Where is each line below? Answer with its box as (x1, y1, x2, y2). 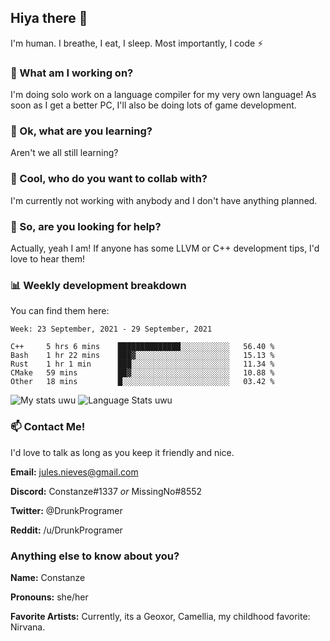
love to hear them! (10, 253, 85, 265)
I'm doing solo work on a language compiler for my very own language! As (10, 89, 317, 101)
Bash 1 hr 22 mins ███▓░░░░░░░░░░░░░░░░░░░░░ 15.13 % (10, 351, 275, 361)
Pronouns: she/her (10, 591, 89, 603)
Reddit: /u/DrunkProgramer (10, 524, 123, 536)
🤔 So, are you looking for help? (10, 219, 162, 233)
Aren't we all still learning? (10, 147, 119, 159)
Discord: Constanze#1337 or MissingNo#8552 (10, 485, 203, 497)
